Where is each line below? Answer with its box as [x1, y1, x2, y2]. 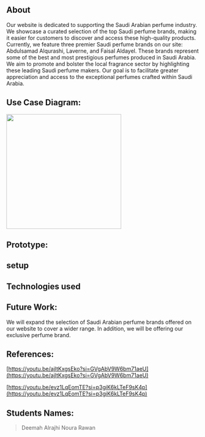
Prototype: [6, 240, 48, 250]
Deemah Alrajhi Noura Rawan [21, 424, 96, 431]
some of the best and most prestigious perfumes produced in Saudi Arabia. [6, 53, 196, 61]
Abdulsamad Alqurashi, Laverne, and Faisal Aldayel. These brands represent [6, 47, 199, 54]
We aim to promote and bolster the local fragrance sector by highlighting [6, 60, 190, 67]
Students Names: [6, 408, 75, 418]
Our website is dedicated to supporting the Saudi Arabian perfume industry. [6, 21, 198, 28]
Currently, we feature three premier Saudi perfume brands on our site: [6, 40, 183, 48]
